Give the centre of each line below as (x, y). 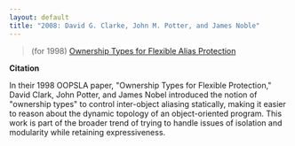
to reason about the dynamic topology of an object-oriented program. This (146, 113)
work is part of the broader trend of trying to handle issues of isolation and (146, 123)
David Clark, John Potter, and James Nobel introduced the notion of (133, 95)
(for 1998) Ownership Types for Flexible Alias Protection (133, 50)
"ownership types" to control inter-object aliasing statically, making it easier (148, 104)
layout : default (39, 17)
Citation (24, 68)
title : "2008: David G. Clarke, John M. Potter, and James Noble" (135, 26)
